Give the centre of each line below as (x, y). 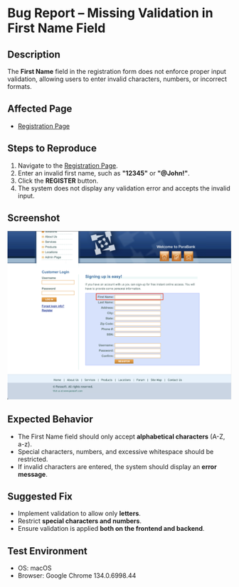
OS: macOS (34, 568)
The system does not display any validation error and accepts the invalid (124, 188)
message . (32, 474)
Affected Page (40, 109)
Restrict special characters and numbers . (80, 521)
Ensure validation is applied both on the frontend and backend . (111, 529)
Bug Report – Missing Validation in (110, 13)
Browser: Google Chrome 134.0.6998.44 (77, 576)
